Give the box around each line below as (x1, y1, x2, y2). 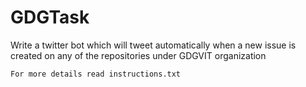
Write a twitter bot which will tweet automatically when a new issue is (10, 39, 297, 51)
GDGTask (10, 6, 90, 29)
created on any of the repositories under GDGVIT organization (10, 49, 267, 61)
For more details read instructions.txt (10, 69, 182, 79)
